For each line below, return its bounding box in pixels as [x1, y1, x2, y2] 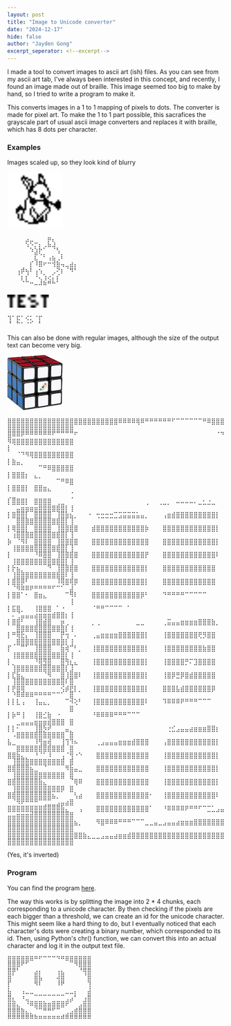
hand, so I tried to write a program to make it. [7, 90, 136, 98]
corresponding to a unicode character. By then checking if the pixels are [7, 905, 213, 913]
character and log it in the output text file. [7, 941, 126, 950]
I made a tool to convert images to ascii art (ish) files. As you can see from [7, 68, 219, 76]
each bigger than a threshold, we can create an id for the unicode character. [7, 912, 225, 920]
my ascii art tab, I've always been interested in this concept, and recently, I [7, 75, 220, 83]
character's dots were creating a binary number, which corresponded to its [7, 926, 221, 935]
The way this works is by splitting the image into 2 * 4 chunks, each [7, 897, 201, 905]
